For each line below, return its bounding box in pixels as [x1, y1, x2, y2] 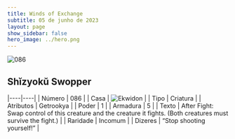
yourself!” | [7, 124, 40, 132]
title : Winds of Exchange [7, 10, 83, 17]
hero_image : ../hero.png [7, 36, 80, 43]
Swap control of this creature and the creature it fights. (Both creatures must [7, 109, 229, 117]
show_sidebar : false [7, 29, 68, 37]
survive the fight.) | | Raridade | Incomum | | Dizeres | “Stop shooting [7, 116, 206, 124]
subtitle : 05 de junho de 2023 [7, 17, 99, 24]
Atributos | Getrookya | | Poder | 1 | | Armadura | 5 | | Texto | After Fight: [7, 101, 214, 110]
